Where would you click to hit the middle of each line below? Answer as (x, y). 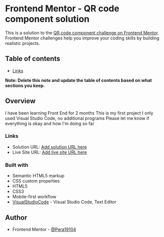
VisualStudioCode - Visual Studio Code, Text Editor (64, 202)
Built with (17, 165)
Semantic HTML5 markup (38, 176)
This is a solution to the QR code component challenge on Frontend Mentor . (82, 33)
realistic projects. (23, 43)
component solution (47, 19)
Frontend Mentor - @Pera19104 (44, 229)
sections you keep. (25, 85)
